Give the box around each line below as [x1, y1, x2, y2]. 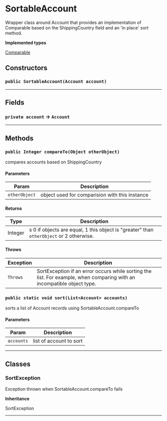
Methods [5, 134, 34, 142]
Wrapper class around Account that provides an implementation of [5, 19, 142, 25]
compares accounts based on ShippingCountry [5, 159, 102, 165]
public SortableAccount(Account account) [5, 79, 107, 85]
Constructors [5, 64, 48, 72]
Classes [5, 360, 31, 368]
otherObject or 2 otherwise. [29, 233, 94, 240]
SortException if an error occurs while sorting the [36, 268, 152, 275]
